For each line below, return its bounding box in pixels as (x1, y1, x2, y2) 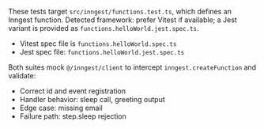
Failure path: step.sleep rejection (19, 112, 126, 121)
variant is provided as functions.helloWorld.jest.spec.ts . (8, 24, 199, 32)
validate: (8, 71, 36, 80)
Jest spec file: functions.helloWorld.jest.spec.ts (19, 47, 185, 56)
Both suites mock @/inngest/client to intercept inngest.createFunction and (8, 63, 257, 72)
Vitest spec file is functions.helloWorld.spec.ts (19, 39, 177, 48)
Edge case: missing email (19, 103, 103, 112)
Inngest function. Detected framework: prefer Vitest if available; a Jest (8, 15, 237, 25)
